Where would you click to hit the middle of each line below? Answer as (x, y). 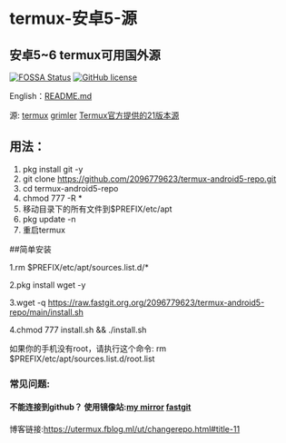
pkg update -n (49, 219)
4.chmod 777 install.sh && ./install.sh (78, 330)
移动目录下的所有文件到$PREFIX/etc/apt (97, 209)
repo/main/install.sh (47, 312)
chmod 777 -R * (52, 198)
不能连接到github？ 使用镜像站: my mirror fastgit (100, 407)
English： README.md (51, 96)
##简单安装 (30, 249)
